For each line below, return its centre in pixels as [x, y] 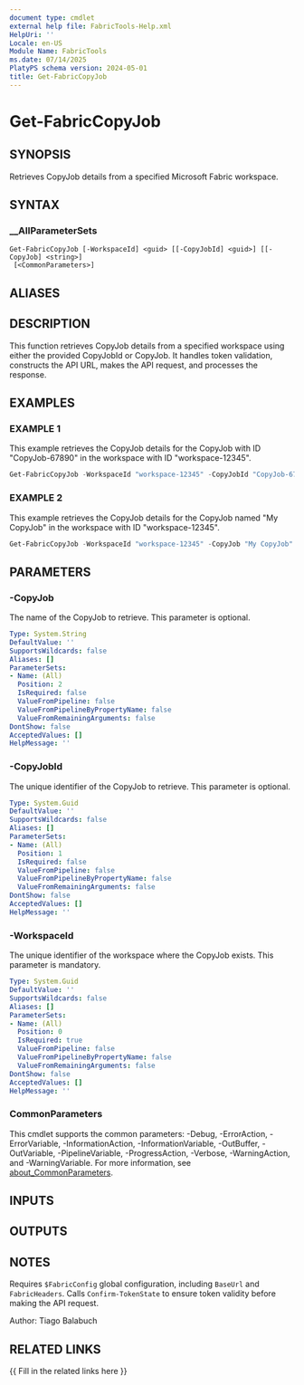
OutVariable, [33, 1153]
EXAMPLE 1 [35, 428]
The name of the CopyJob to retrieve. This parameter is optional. [130, 617]
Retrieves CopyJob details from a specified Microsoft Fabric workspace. [144, 177]
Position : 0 [40, 1032]
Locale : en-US [36, 43]
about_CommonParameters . [62, 1172]
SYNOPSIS [40, 155]
